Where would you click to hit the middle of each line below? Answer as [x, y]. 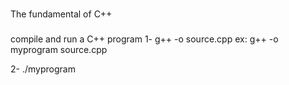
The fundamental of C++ [61, 14]
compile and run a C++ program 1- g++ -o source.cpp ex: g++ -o [144, 39]
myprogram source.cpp [59, 49]
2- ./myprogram [43, 69]
